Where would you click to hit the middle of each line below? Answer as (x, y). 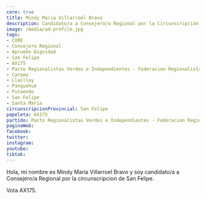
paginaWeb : (20, 126)
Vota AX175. (21, 190)
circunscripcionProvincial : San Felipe (57, 109)
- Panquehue (21, 86)
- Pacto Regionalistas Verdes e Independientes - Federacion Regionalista (104, 69)
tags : (13, 35)
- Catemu (17, 75)
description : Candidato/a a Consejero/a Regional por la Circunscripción (103, 23)
